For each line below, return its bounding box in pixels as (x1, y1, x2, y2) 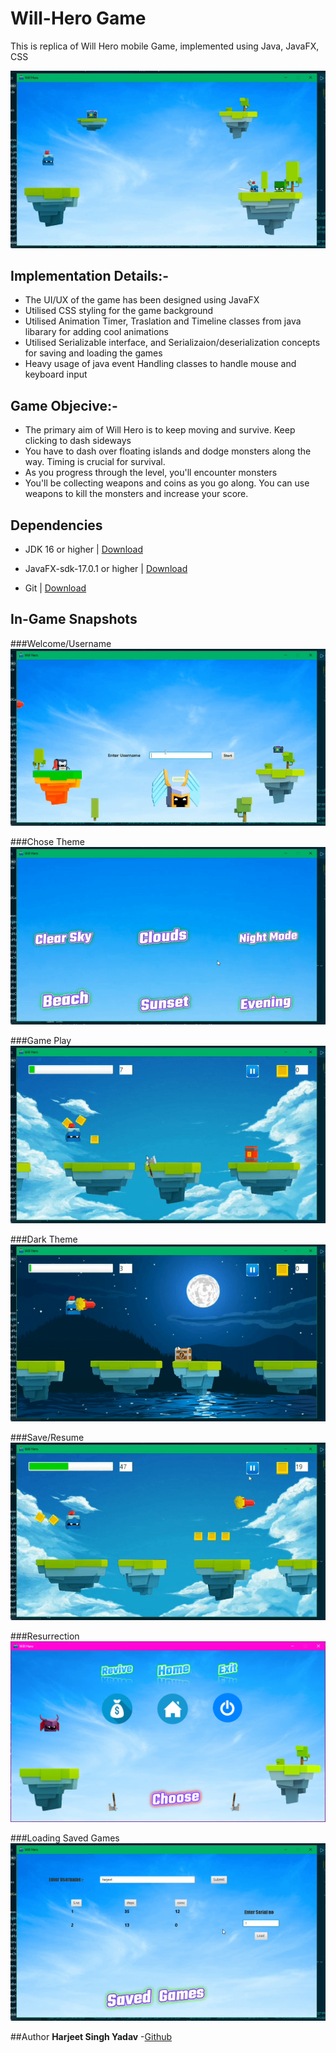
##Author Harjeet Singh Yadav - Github (10, 2030, 173, 2042)
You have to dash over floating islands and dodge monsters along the (24, 445, 312, 457)
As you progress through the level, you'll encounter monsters (24, 467, 278, 479)
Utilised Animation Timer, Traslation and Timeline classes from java (24, 315, 302, 327)
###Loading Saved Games (10, 1832, 120, 1844)
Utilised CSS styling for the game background (24, 305, 214, 317)
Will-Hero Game (10, 7, 147, 30)
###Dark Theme (10, 1233, 78, 1245)
